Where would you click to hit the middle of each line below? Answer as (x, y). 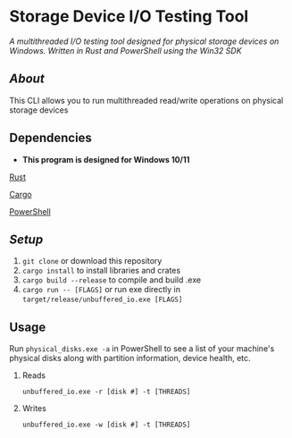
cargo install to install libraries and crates (101, 271)
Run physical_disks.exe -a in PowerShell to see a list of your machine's (142, 349)
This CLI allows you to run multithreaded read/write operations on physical (146, 100)
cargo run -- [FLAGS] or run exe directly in (101, 290)
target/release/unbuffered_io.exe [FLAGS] (102, 300)
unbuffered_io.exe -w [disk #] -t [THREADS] (106, 425)
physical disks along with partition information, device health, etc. (130, 358)
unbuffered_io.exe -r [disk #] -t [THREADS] (106, 392)
